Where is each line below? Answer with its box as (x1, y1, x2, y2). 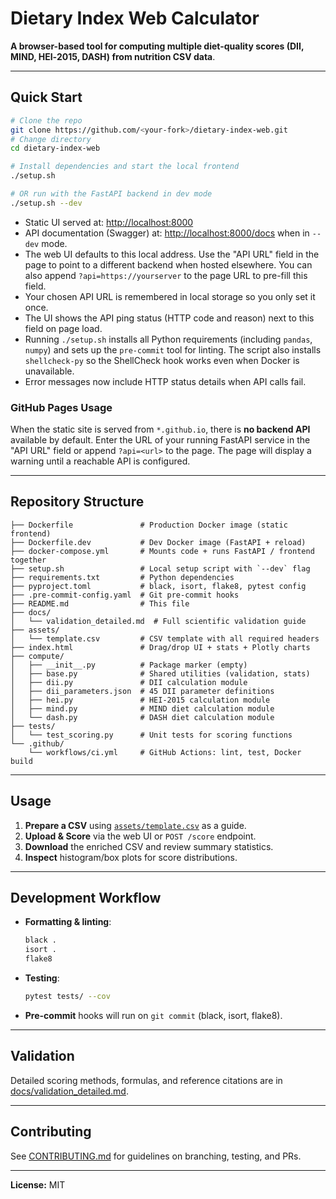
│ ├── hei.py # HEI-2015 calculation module (10, 695, 271, 705)
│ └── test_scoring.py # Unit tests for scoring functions (10, 730, 293, 740)
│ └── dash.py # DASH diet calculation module (10, 712, 275, 722)
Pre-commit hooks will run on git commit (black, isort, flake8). (24, 1009, 283, 1021)
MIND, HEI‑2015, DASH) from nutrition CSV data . (10, 50, 216, 62)
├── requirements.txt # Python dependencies (10, 572, 235, 582)
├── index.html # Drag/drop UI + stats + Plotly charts (10, 642, 311, 652)
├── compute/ (10, 651, 65, 661)
